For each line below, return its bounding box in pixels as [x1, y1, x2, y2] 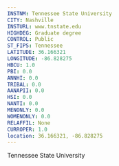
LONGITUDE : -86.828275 [7, 55, 72, 62]
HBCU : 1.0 [7, 62, 36, 68]
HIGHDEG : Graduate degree [7, 29, 81, 37]
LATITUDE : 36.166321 [7, 49, 67, 56]
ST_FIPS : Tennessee [7, 42, 63, 49]
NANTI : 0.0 [7, 100, 39, 107]
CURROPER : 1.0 [7, 126, 48, 133]
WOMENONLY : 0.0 [7, 113, 51, 120]
